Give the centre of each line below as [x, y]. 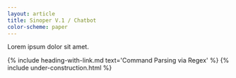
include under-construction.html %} [60, 68]
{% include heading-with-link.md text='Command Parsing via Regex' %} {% [118, 60]
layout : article [31, 14]
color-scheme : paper [38, 27]
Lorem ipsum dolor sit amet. [48, 47]
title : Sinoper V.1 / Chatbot [52, 20]
